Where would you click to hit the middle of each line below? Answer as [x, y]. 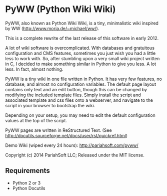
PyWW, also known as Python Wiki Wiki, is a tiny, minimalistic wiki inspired [82, 23]
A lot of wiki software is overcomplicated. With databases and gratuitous [80, 48]
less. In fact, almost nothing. [34, 69]
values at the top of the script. [36, 120]
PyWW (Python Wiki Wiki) [60, 9]
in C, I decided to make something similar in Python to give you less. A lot [81, 64]
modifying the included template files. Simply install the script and [73, 95]
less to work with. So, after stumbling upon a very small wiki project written [82, 58]
